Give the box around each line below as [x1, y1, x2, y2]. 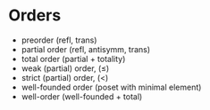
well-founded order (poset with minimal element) [21, 82, 202, 92]
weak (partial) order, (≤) [21, 63, 110, 74]
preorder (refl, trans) [21, 35, 97, 45]
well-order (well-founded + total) [21, 90, 143, 102]
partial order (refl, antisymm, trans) [21, 43, 151, 54]
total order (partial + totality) [21, 53, 126, 64]
